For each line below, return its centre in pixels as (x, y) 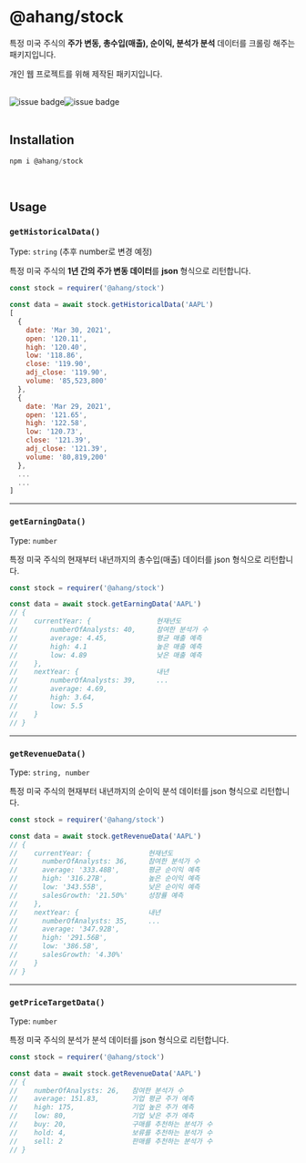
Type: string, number (50, 772)
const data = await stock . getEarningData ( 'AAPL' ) (106, 604)
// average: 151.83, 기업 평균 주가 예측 (102, 1099)
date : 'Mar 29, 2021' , (69, 406)
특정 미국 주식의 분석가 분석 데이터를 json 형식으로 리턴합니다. (119, 1039)
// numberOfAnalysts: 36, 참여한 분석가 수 (105, 862)
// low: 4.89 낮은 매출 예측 (106, 655)
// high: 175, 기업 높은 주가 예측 (102, 1107)
